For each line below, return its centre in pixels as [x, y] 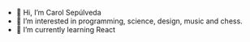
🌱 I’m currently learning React [66, 29]
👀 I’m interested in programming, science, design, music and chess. [129, 21]
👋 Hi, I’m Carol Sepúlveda [58, 13]
